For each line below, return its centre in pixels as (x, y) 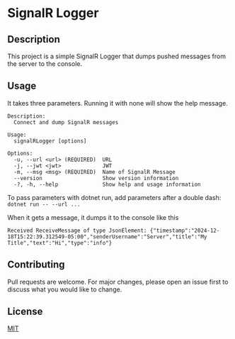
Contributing (36, 265)
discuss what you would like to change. (65, 289)
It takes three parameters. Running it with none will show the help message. (117, 103)
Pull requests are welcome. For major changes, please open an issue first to (118, 282)
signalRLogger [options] (50, 141)
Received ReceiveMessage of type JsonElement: (77, 230)
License (25, 312)
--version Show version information (96, 178)
